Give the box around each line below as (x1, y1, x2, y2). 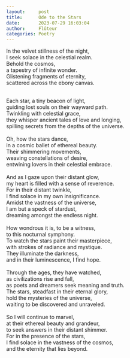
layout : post (6, 8, 50, 15)
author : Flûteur (6, 25, 58, 32)
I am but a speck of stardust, (6, 205, 77, 213)
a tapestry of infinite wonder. (6, 66, 78, 74)
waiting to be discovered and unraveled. (6, 301, 105, 308)
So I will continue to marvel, (6, 314, 75, 321)
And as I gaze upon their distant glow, (6, 174, 99, 181)
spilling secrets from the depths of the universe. (6, 123, 125, 130)
